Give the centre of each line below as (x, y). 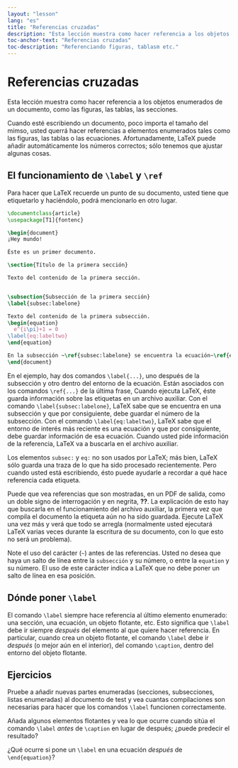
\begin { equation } (33, 323)
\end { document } (30, 362)
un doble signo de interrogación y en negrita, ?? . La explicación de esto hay (118, 501)
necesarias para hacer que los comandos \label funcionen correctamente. (117, 707)
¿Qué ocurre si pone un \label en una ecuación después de (95, 750)
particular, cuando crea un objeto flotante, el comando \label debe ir (108, 637)
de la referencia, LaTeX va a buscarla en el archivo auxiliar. (93, 443)
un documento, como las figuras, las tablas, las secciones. (93, 109)
